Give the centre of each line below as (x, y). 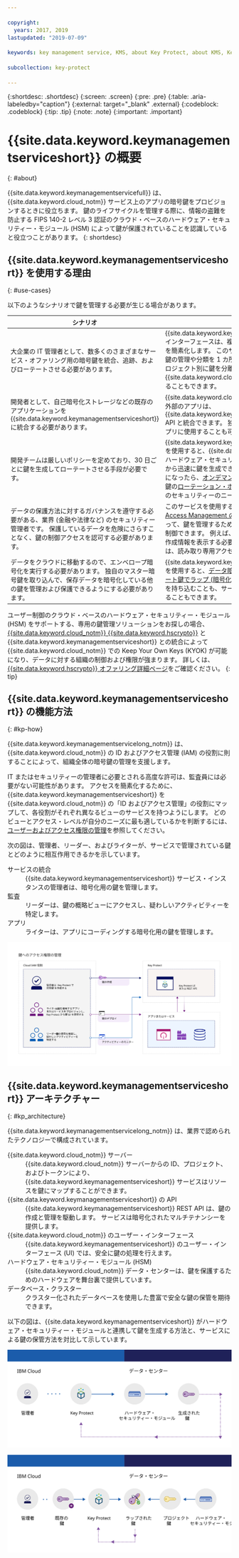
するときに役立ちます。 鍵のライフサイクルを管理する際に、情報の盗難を (119, 210)
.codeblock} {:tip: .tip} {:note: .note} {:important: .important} (95, 111)
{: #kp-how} (25, 729)
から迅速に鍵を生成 (193, 468)
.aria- (198, 96)
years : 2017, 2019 (41, 30)
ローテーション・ (202, 486)
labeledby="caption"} (39, 104)
